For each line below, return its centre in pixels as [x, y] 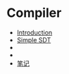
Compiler [34, 13]
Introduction [34, 32]
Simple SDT [34, 39]
